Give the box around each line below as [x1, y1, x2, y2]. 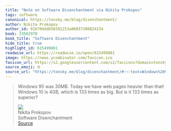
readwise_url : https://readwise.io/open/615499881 [5, 50, 115, 55]
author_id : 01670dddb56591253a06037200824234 [5, 27, 103, 32]
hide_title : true [5, 41, 42, 46]
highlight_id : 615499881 [5, 46, 58, 51]
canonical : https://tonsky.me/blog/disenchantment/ [5, 17, 117, 22]
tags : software [5, 12, 38, 17]
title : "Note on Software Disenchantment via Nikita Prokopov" [5, 7, 142, 13]
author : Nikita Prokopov [5, 21, 58, 27]
